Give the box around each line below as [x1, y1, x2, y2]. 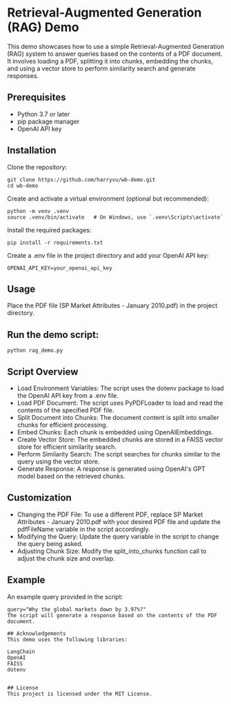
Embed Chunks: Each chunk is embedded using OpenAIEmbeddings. [17, 428, 214, 436]
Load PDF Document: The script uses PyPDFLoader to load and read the [17, 399, 223, 407]
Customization [7, 492, 72, 504]
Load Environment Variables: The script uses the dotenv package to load [17, 384, 224, 392]
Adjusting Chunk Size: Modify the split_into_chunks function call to [17, 547, 207, 555]
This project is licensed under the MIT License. [7, 690, 153, 697]
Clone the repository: [7, 163, 68, 171]
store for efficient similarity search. [17, 443, 117, 451]
